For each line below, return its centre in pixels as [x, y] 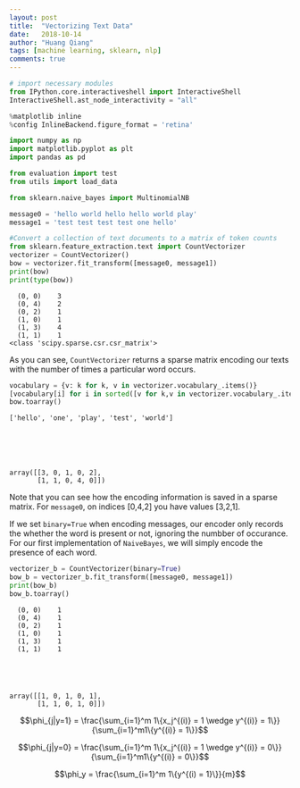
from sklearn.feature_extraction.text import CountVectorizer [127, 247]
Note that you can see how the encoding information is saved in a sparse [144, 498]
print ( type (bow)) [42, 280]
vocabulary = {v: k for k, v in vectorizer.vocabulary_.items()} [133, 385]
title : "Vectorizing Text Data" [71, 26]
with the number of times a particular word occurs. [103, 369]
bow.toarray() [36, 402]
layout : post [33, 17]
